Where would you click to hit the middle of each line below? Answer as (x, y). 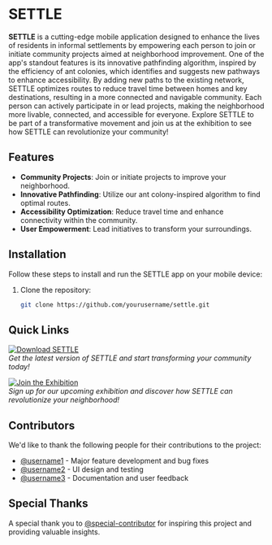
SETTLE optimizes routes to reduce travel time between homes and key (128, 88)
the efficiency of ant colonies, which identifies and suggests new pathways (134, 71)
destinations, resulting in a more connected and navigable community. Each (135, 97)
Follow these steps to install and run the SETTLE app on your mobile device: (136, 274)
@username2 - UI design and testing (82, 469)
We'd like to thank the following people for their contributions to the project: (135, 445)
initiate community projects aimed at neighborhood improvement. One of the (136, 54)
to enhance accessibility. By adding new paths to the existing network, (127, 80)
